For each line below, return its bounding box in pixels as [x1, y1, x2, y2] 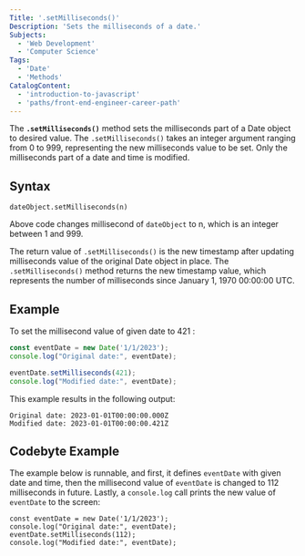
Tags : [9, 56, 30, 65]
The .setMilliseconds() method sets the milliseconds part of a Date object [9, 123, 291, 134]
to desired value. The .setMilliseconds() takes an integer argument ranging [9, 133, 296, 144]
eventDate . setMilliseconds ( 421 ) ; [9, 368, 137, 377]
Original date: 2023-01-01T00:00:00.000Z [9, 411, 169, 420]
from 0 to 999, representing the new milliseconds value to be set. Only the [9, 142, 289, 153]
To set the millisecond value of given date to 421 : [9, 325, 196, 336]
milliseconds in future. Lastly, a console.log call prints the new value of [9, 487, 276, 498]
